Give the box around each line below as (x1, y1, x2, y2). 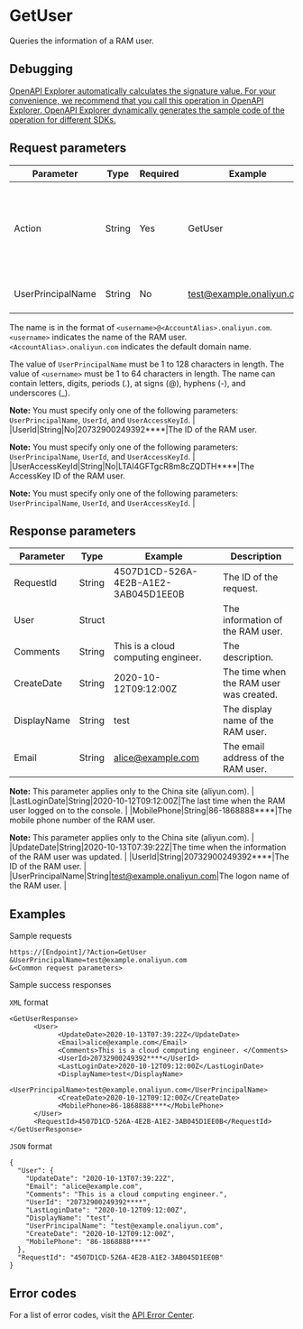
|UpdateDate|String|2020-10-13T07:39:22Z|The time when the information (9, 841, 287, 853)
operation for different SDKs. (9, 114, 116, 125)
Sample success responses (9, 980, 112, 990)
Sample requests (9, 931, 72, 942)
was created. (222, 688, 278, 701)
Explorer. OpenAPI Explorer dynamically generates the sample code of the (9, 105, 286, 116)
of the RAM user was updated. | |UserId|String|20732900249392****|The (9, 851, 289, 862)
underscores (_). (9, 387, 70, 398)
